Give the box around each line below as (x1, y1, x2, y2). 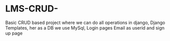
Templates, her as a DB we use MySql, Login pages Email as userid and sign (5, 24, 165, 30)
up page (5, 30, 23, 36)
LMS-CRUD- (5, 3, 58, 14)
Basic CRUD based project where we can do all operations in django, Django (5, 19, 165, 25)
